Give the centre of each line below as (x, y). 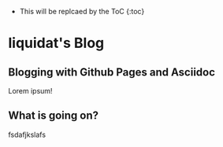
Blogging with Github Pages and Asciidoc (111, 72)
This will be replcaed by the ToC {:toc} (82, 11)
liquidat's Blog (56, 43)
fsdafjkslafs (27, 134)
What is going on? (54, 116)
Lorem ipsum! (30, 91)
